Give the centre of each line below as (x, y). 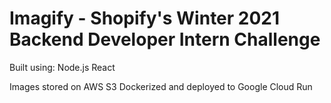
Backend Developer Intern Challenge (165, 39)
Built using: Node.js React (62, 67)
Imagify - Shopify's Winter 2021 (145, 18)
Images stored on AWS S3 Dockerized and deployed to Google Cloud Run (161, 86)
